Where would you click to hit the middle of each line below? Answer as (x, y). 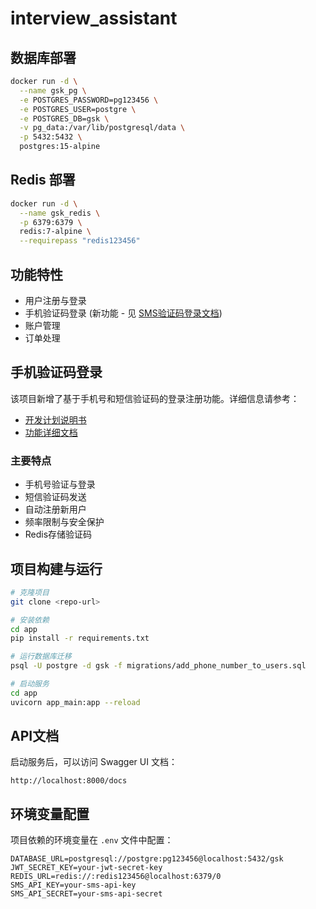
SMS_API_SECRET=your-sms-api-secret (86, 894)
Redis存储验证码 (58, 534)
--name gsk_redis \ (60, 213)
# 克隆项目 (30, 592)
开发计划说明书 (55, 419)
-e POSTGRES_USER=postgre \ (78, 109)
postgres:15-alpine (60, 147)
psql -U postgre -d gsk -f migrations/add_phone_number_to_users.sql (158, 666)
